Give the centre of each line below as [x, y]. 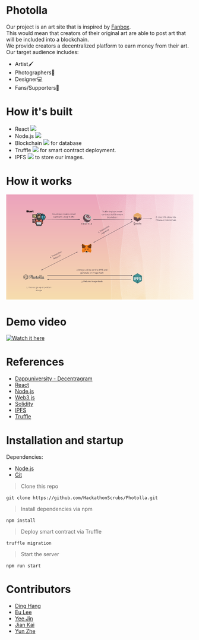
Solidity [24, 404]
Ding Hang [28, 606]
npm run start [24, 566]
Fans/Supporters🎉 [37, 87]
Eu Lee [23, 612]
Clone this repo [39, 486]
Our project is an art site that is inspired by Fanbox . [69, 27]
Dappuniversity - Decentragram [54, 379]
